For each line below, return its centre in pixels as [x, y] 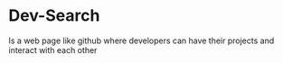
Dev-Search [54, 16]
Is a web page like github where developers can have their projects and [141, 40]
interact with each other [53, 49]
